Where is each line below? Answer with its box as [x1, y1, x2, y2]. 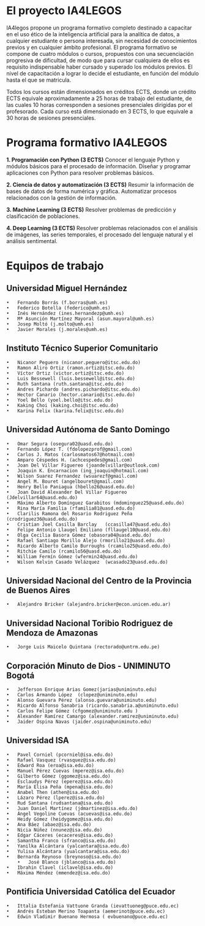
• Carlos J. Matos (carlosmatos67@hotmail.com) [6, 451, 136, 457]
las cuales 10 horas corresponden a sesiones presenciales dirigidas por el [6, 101, 193, 108]
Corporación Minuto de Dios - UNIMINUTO [6, 661, 171, 671]
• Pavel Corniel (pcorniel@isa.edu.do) [6, 752, 114, 758]
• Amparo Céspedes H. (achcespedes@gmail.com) [6, 457, 133, 463]
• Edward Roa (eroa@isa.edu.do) [6, 762, 95, 768]
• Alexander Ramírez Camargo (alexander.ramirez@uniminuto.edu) [6, 713, 179, 719]
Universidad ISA [6, 735, 69, 746]
